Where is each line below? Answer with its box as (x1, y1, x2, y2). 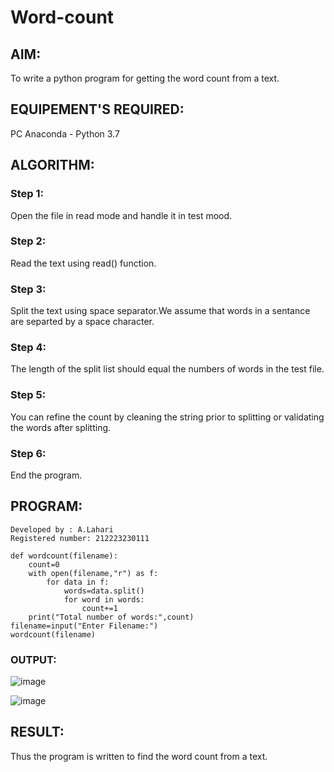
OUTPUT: (10, 652, 57, 666)
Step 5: (10, 388, 47, 402)
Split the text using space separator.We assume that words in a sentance (10, 305, 311, 317)
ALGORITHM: (10, 157, 95, 174)
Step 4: (10, 341, 47, 355)
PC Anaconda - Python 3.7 (10, 127, 120, 140)
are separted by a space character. (10, 316, 155, 328)
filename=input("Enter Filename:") (10, 621, 159, 631)
